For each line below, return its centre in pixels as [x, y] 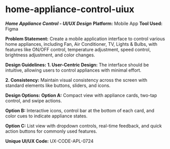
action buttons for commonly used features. [51, 131]
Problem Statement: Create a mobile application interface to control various [85, 39]
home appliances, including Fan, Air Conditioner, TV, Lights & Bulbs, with [81, 44]
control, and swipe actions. [34, 101]
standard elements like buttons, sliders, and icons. [58, 85]
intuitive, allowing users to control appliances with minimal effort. [73, 70]
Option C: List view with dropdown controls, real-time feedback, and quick [83, 126]
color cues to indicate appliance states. [47, 116]
